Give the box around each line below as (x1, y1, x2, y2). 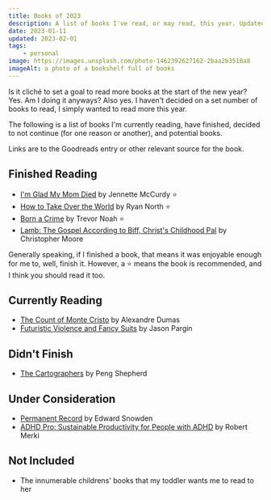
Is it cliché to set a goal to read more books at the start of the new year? (8, 87, 248, 96)
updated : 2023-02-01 (8, 34, 78, 43)
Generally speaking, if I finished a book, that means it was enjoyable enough (8, 249, 262, 259)
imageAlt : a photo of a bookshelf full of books (8, 65, 175, 73)
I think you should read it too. (8, 270, 106, 280)
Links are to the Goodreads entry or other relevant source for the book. (8, 143, 244, 154)
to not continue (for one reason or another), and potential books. (8, 128, 223, 138)
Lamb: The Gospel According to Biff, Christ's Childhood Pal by (19, 225, 227, 235)
